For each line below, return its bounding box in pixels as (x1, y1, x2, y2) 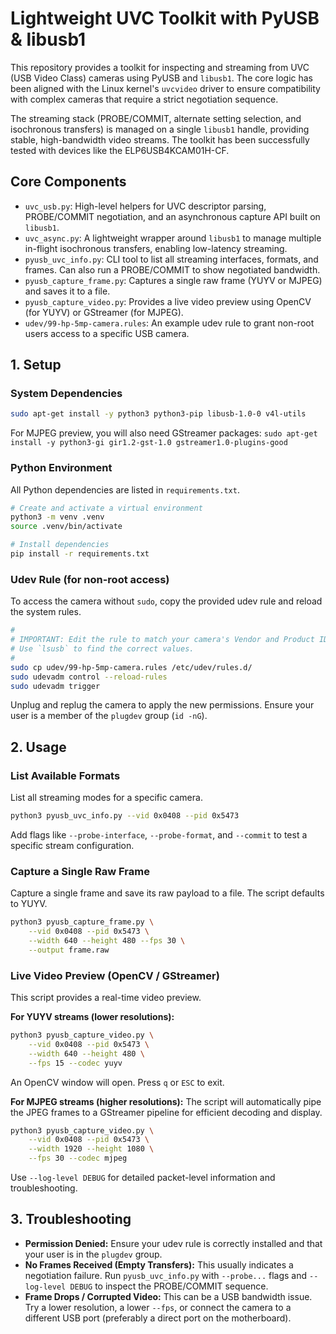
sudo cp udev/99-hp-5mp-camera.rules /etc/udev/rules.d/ (10, 662, 253, 672)
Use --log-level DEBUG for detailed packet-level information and (10, 1172, 276, 1184)
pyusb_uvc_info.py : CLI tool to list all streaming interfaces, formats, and (24, 253, 319, 265)
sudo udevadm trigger (10, 681, 101, 691)
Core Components (10, 173, 127, 191)
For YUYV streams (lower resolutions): (10, 1011, 175, 1023)
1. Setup (10, 357, 62, 374)
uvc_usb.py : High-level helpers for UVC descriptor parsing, (24, 200, 267, 212)
